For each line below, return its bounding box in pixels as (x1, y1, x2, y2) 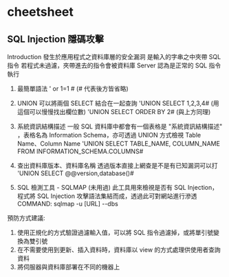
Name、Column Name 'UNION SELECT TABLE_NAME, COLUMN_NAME (17, 140, 220, 148)
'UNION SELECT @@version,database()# (17, 169, 134, 177)
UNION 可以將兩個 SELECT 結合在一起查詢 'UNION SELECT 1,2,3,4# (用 (17, 99, 219, 107)
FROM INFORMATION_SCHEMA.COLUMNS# (17, 147, 144, 155)
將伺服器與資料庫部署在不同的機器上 (17, 263, 120, 271)
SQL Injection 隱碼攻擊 (7, 33, 105, 45)
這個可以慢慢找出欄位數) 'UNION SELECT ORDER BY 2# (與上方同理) (17, 108, 211, 115)
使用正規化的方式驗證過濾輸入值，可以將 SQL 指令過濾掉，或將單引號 (17, 228, 214, 236)
